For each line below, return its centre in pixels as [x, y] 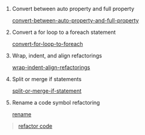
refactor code [35, 126]
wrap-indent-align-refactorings [51, 67]
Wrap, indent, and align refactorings [57, 56]
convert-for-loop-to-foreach [47, 44]
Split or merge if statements [47, 79]
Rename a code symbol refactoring [56, 103]
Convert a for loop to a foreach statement [64, 32]
